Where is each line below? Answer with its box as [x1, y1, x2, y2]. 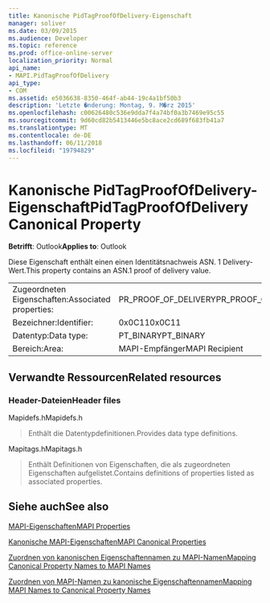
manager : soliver [8, 19, 67, 27]
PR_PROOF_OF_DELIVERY [118, 294, 217, 306]
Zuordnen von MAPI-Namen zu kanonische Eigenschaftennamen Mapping [8, 576, 252, 586]
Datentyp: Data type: [12, 330, 88, 342]
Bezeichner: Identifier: [12, 317, 94, 328]
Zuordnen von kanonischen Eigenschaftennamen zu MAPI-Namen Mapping [8, 552, 256, 562]
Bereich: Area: [12, 343, 64, 355]
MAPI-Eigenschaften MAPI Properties [8, 521, 131, 531]
